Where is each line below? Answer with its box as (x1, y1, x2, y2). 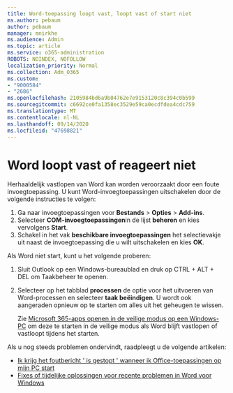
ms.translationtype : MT (7, 107, 77, 114)
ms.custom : (7, 75, 39, 82)
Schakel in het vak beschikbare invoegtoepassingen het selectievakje (17, 231, 221, 239)
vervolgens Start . (17, 223, 68, 232)
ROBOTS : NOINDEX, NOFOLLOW (7, 56, 86, 63)
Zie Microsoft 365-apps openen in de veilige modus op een (17, 315, 188, 323)
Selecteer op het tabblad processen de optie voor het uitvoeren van (17, 286, 214, 295)
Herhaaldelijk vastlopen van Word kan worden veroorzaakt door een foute (7, 180, 220, 188)
